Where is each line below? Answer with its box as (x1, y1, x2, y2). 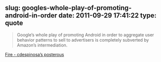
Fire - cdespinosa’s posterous (5, 51, 64, 57)
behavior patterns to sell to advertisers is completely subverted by (16, 37, 149, 43)
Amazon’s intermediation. (16, 42, 68, 48)
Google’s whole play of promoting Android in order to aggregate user (16, 31, 154, 38)
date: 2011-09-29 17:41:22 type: (58, 12, 157, 20)
